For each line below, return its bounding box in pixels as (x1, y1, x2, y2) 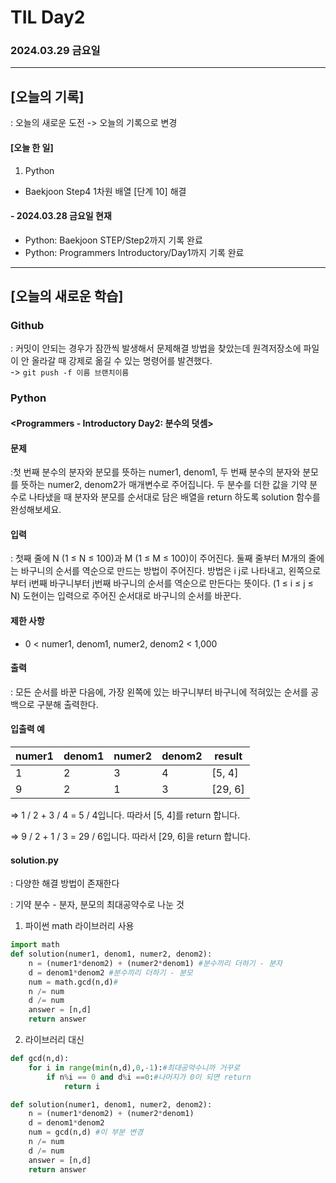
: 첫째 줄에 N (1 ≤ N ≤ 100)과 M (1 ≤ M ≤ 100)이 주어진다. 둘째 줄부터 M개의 (10, 552, 307, 565)
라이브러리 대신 (24, 1034, 85, 1045)
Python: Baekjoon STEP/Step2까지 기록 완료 (24, 234, 203, 246)
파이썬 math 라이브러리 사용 (24, 920, 135, 932)
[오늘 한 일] (10, 141, 54, 153)
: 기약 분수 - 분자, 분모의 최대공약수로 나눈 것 (10, 899, 185, 911)
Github (10, 319, 45, 333)
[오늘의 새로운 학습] (10, 288, 124, 305)
